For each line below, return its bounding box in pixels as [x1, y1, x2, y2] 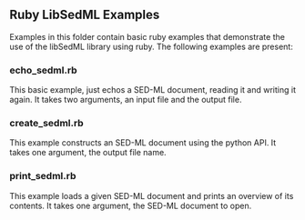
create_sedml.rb [9, 117, 84, 130]
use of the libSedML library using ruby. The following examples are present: [9, 41, 293, 52]
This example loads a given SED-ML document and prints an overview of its [9, 190, 294, 201]
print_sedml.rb [9, 170, 76, 183]
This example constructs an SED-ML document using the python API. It [9, 137, 277, 148]
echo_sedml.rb [9, 64, 77, 76]
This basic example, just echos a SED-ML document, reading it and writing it [9, 85, 296, 95]
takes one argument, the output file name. [9, 147, 167, 158]
